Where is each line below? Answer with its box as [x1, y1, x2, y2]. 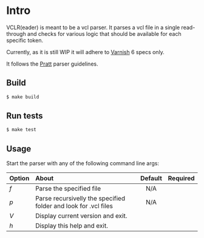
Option [9, 174, 30, 183]
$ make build [6, 93, 39, 100]
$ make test [6, 127, 36, 133]
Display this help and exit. [35, 222, 108, 230]
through [6, 30, 26, 37]
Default [140, 174, 163, 183]
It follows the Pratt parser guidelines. [6, 60, 98, 67]
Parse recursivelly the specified [35, 194, 126, 203]
